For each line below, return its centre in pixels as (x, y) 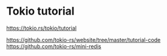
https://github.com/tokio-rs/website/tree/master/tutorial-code (83, 40)
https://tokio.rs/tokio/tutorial (42, 28)
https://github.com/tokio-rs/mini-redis (54, 46)
